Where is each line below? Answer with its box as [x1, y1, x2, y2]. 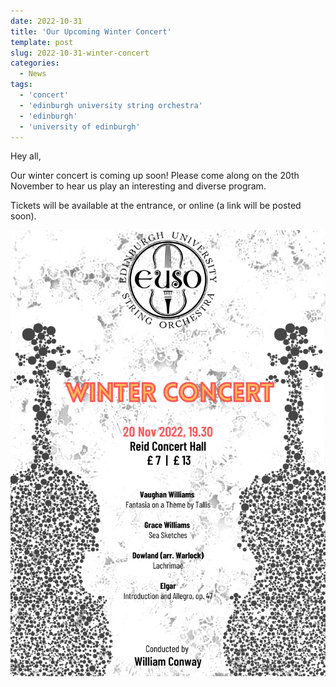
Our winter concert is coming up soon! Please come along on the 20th [10, 170, 300, 182]
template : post [10, 37, 74, 47]
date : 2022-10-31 [10, 16, 83, 26]
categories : [10, 58, 60, 69]
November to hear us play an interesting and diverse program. [10, 180, 267, 192]
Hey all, [10, 150, 42, 162]
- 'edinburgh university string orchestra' [19, 100, 203, 110]
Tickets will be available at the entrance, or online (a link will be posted [10, 200, 302, 212]
